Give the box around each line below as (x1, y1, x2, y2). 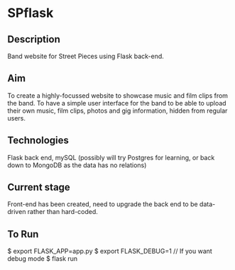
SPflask (7, 5, 54, 21)
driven (7, 208, 26, 216)
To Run (7, 228, 39, 240)
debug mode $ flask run (7, 254, 78, 263)
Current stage (7, 181, 71, 193)
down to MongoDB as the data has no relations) (7, 161, 147, 169)
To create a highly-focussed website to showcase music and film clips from (7, 91, 229, 100)
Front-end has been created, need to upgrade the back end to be (7, 200, 198, 208)
